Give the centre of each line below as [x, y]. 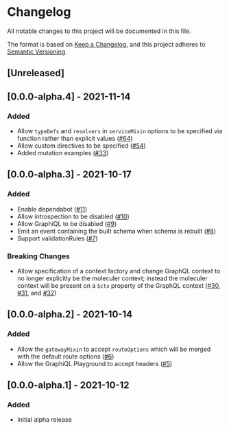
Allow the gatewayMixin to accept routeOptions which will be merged [114, 349]
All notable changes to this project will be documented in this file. [99, 31]
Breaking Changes [39, 256]
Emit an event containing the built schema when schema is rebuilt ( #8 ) [117, 231]
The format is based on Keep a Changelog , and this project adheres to [106, 44]
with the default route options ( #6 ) [65, 356]
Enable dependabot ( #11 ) [52, 209]
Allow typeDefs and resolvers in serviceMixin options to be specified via [120, 131]
